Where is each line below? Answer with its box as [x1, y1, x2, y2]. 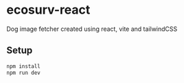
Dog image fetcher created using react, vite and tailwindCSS [6, 25, 178, 33]
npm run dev [6, 69, 41, 76]
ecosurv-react [6, 2, 91, 18]
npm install [6, 62, 41, 70]
